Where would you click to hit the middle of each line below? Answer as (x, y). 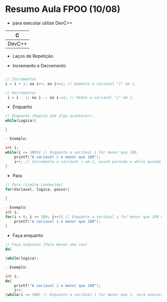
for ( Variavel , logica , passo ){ (38, 190)
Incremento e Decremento (39, 65)
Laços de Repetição (33, 56)
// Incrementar (21, 79)
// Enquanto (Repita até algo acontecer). (50, 116)
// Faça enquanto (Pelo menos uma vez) (46, 245)
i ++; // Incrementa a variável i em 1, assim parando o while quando (88, 161)
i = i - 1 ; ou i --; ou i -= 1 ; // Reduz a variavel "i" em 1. (71, 97)
